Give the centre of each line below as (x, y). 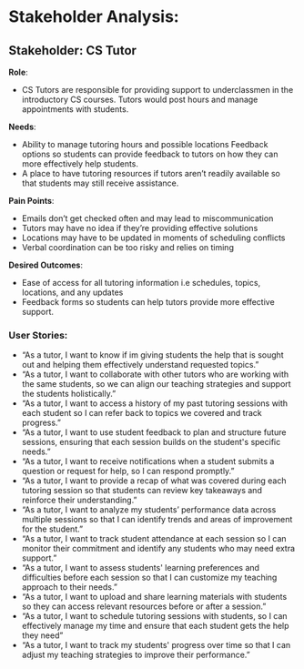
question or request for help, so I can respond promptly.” (128, 471)
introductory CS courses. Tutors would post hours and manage (140, 99)
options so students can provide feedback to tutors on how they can (150, 154)
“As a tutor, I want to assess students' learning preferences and (141, 568)
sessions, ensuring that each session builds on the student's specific (151, 442)
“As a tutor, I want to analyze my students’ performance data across (149, 510)
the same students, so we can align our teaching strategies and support (157, 384)
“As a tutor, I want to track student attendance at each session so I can (154, 539)
